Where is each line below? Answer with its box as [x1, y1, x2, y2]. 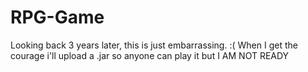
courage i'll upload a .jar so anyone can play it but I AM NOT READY [10, 49, 290, 61]
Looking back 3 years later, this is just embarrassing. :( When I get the [10, 39, 298, 51]
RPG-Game [10, 6, 105, 29]
